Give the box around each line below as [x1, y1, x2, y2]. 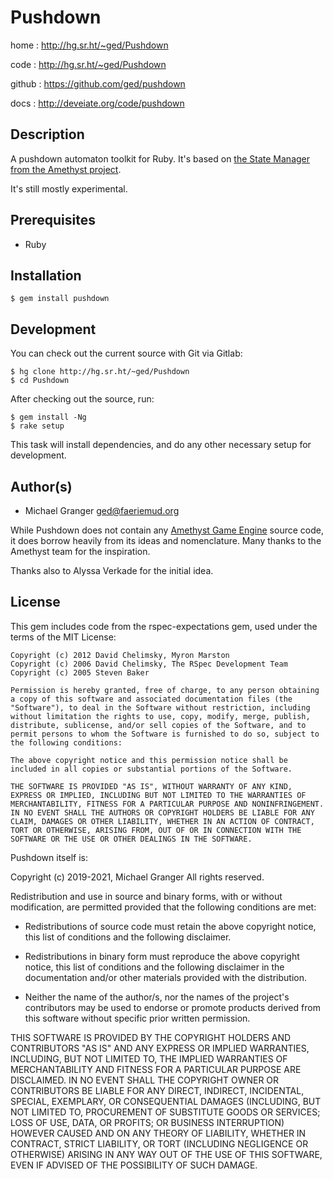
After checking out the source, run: [10, 393, 155, 405]
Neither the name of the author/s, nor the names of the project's [24, 991, 290, 1003]
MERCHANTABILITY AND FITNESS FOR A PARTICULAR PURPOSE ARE [10, 1063, 302, 1075]
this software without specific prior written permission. [24, 1012, 251, 1024]
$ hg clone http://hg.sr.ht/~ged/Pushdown [10, 367, 190, 377]
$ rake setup [10, 421, 65, 431]
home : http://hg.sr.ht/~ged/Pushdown [10, 39, 169, 51]
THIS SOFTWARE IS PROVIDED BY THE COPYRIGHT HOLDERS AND [10, 1031, 292, 1043]
